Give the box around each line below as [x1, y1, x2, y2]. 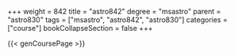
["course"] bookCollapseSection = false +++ [7, 24, 154, 32]
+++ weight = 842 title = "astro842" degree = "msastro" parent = [7, 7, 221, 16]
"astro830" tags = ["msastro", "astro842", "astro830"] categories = [7, 15, 228, 24]
